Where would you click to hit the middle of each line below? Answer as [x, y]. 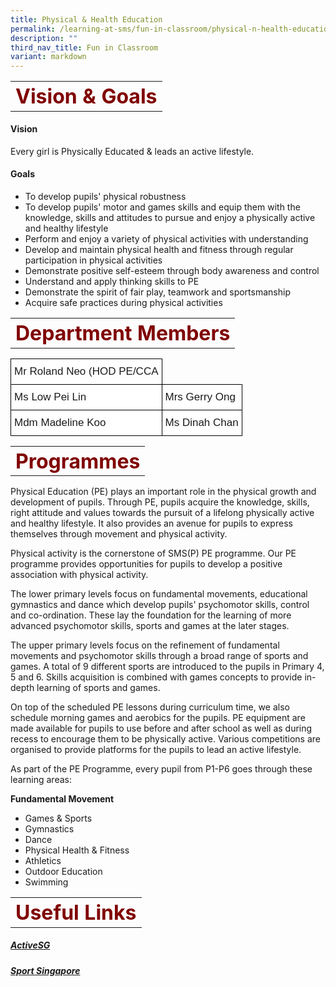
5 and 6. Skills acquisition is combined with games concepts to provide [156, 677]
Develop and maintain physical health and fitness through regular [159, 250]
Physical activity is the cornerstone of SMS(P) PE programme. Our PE [153, 553]
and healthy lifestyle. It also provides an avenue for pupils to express [151, 523]
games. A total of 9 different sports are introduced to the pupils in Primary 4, [167, 667]
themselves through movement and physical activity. [119, 534]
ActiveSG [30, 945]
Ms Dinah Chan [201, 422]
